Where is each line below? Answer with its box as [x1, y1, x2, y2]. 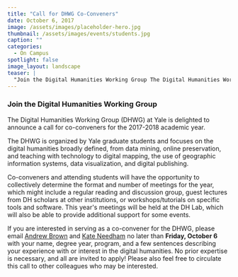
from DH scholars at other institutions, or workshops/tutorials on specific [7, 195, 220, 204]
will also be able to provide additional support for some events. [7, 210, 191, 219]
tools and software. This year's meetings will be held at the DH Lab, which [7, 203, 224, 211]
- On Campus [13, 50, 50, 57]
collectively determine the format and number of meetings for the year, [7, 180, 215, 189]
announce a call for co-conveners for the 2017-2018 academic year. [7, 123, 205, 131]
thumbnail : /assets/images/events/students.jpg [7, 30, 151, 37]
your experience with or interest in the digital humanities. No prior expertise [7, 247, 228, 255]
